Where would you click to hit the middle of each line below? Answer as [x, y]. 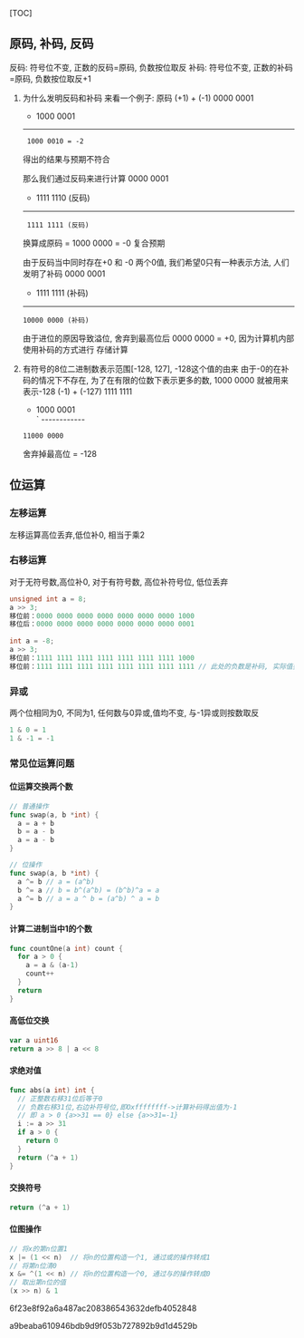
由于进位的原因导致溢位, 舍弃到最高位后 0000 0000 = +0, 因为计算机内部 [158, 338]
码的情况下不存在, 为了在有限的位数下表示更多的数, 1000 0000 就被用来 [156, 380]
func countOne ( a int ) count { [66, 948]
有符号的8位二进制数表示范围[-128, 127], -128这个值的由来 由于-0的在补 [156, 368]
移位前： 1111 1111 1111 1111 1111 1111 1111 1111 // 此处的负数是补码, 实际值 [151, 666]
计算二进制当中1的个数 [51, 928]
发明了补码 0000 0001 [64, 273]
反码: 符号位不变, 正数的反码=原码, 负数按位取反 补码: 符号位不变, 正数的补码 [152, 67]
